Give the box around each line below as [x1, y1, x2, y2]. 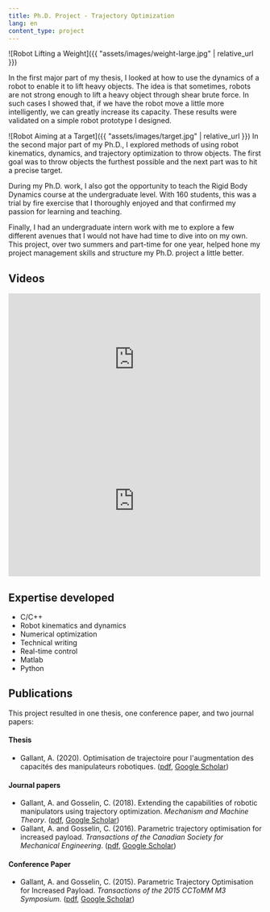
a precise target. [8, 166, 63, 176]
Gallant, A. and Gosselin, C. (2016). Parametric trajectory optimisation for [19, 823, 262, 834]
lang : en [8, 19, 38, 27]
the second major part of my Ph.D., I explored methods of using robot [8, 140, 239, 150]
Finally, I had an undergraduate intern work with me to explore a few [8, 222, 235, 232]
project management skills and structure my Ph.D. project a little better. [8, 248, 244, 258]
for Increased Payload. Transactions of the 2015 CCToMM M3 [19, 885, 226, 895]
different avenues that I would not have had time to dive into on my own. [8, 231, 248, 241]
